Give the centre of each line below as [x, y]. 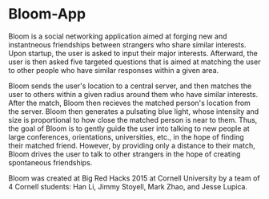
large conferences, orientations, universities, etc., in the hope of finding [126, 136]
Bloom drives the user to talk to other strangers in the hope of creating [124, 154]
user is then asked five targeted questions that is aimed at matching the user [134, 62]
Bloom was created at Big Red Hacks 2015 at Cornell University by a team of [134, 178]
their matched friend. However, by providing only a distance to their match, [132, 145]
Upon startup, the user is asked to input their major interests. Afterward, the [133, 53]
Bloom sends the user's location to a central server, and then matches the [130, 86]
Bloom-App [47, 14]
